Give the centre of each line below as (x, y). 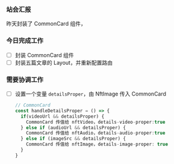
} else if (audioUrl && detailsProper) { (73, 127)
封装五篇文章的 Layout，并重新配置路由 (64, 62)
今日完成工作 (25, 41)
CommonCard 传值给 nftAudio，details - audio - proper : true (96, 133)
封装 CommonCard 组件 (44, 55)
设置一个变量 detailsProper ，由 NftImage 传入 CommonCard (91, 94)
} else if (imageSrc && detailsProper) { (73, 139)
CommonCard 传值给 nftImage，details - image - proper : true (97, 144)
